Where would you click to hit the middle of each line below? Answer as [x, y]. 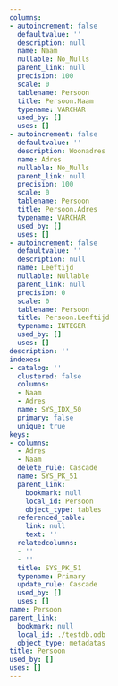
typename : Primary [52, 576]
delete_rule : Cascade [58, 468]
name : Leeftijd [46, 268]
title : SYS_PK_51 [50, 568]
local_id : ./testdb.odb [61, 634]
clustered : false [50, 376]
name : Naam [38, 51]
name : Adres [40, 159]
